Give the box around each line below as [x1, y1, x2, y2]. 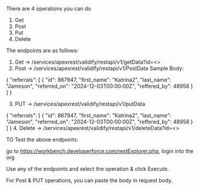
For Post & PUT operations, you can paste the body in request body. [6, 177, 173, 183]
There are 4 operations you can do [6, 5, 91, 12]
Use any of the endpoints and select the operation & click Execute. [6, 166, 169, 172]
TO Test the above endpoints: [6, 136, 78, 143]
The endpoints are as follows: [6, 47, 78, 54]
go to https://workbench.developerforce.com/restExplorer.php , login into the [6, 148, 194, 154]
